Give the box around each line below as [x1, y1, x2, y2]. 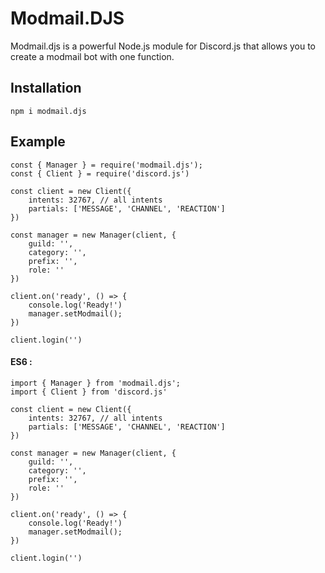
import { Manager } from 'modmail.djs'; [10, 378, 182, 388]
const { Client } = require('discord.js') [10, 168, 190, 179]
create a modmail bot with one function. [10, 50, 175, 62]
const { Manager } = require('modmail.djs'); [10, 160, 203, 170]
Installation [10, 80, 82, 97]
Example [10, 133, 66, 151]
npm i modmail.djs [10, 106, 87, 116]
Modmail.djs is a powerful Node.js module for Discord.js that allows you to [10, 40, 317, 52]
